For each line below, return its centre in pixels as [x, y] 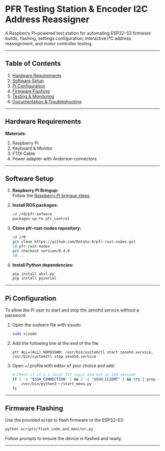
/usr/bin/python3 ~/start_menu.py [56, 384]
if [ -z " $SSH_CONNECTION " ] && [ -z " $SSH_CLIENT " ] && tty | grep [84, 379]
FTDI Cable [24, 153]
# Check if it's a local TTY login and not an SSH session [74, 374]
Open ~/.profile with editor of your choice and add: [64, 366]
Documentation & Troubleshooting [47, 101]
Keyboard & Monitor [32, 148]
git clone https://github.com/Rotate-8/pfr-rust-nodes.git [74, 242]
